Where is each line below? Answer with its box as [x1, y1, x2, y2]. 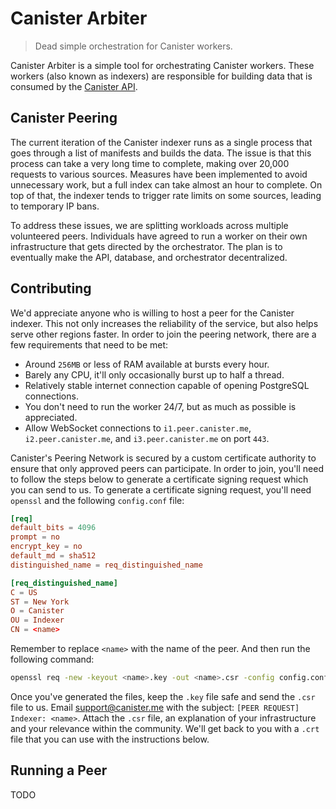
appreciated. [24, 411, 78, 423]
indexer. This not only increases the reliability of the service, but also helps [10, 317, 319, 329]
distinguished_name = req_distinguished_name [10, 560, 203, 570]
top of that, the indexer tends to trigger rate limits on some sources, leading [10, 189, 322, 201]
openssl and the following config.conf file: [10, 494, 185, 506]
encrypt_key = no [10, 542, 83, 552]
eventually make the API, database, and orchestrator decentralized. [10, 251, 288, 263]
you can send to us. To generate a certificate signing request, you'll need [10, 483, 312, 496]
